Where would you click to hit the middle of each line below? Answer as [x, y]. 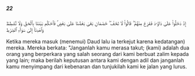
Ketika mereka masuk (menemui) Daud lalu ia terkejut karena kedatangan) [96, 41]
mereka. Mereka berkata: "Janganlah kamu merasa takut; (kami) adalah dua [98, 48]
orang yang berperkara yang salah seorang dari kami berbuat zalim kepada [97, 54]
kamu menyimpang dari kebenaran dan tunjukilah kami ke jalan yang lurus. [97, 66]
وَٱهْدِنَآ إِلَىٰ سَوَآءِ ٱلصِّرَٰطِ [25, 29]
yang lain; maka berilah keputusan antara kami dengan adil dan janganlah [95, 60]
